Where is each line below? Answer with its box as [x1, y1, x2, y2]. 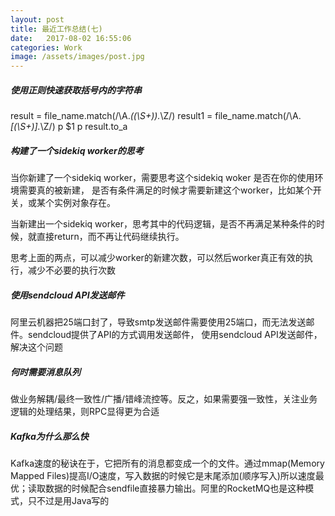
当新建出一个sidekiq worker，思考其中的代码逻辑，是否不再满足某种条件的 [10, 218, 317, 230]
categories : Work [10, 42, 83, 53]
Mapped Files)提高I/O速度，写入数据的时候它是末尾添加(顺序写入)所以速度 [10, 469, 316, 481]
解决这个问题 [10, 341, 63, 353]
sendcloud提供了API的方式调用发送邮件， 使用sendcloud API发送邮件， [27, 329, 323, 341]
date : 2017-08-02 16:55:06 [10, 33, 132, 43]
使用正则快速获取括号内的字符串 [10, 84, 142, 96]
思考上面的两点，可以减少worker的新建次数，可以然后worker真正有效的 [10, 252, 305, 264]
